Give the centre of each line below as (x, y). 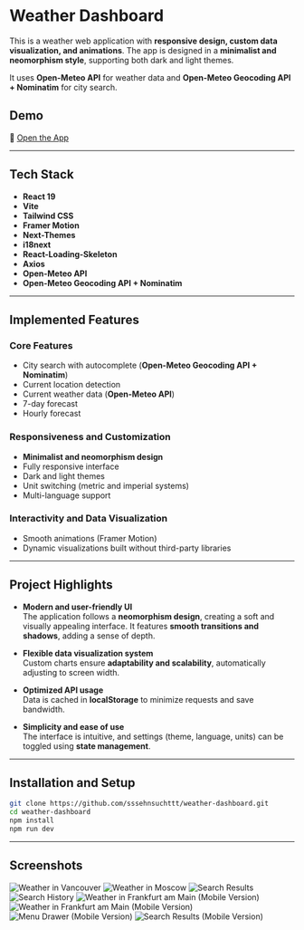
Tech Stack (42, 174)
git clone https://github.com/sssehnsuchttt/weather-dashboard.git (139, 804)
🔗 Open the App (39, 138)
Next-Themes (49, 235)
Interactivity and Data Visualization (89, 519)
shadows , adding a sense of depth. (89, 636)
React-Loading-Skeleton (70, 254)
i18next (37, 244)
